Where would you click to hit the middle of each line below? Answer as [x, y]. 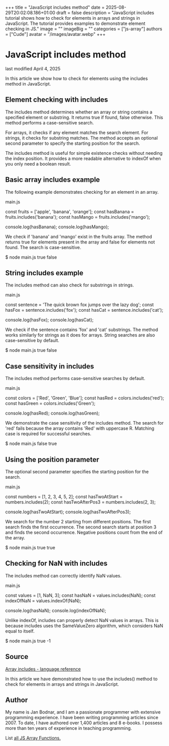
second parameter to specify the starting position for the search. [73, 143]
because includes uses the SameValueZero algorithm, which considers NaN [84, 626]
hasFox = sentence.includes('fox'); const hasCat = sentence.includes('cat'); [84, 310]
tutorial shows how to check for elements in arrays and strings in [73, 18]
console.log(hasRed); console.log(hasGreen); [53, 413]
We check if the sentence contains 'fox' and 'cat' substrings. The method [82, 330]
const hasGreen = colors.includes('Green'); [50, 403]
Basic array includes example [53, 180]
